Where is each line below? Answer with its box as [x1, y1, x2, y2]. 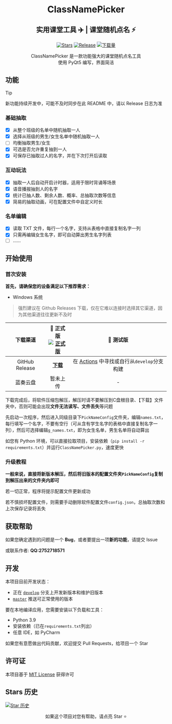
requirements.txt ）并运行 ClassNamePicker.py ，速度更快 [5, 444, 124, 450]
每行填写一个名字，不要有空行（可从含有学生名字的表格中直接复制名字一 [5, 421, 158, 427]
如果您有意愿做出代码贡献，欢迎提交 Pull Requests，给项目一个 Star [5, 640, 148, 647]
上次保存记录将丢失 [5, 506, 46, 512]
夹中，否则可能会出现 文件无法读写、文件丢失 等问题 [5, 403, 113, 409]
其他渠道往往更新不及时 [22, 312, 72, 318]
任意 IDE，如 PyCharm [12, 629, 60, 636]
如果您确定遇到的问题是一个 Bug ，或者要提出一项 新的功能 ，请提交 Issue [5, 536, 158, 543]
